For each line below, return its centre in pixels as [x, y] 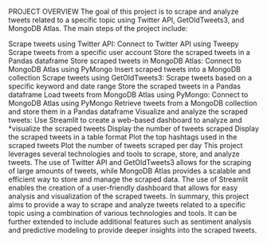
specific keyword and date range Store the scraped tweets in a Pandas [125, 86]
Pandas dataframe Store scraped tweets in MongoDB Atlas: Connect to [125, 61]
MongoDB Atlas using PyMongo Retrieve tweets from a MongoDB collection [133, 103]
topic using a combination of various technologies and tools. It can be [123, 213]
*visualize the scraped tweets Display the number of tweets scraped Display [133, 128]
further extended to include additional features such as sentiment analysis [130, 221]
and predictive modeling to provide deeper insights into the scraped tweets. [133, 230]
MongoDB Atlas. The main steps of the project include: [98, 28]
